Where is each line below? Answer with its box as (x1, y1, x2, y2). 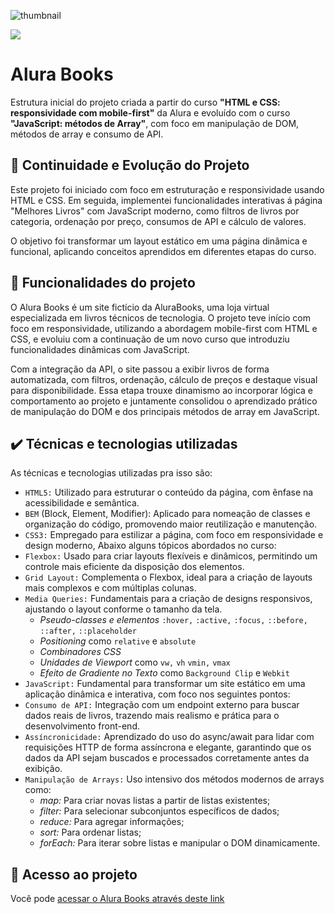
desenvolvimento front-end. (24, 720, 140, 732)
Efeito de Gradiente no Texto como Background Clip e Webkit (39, 667, 290, 679)
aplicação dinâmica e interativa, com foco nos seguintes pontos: (24, 688, 291, 700)
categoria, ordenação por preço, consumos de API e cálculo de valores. (10, 215, 307, 227)
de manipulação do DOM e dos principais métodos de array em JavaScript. (10, 405, 320, 417)
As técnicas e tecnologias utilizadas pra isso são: (10, 467, 213, 479)
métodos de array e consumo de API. (10, 128, 164, 140)
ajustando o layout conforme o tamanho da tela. (24, 603, 223, 615)
